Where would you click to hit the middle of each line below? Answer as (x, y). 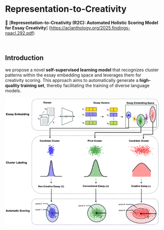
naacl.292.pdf (19, 33)
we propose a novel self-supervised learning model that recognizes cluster (82, 70)
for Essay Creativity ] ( (28, 27)
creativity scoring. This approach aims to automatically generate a (72, 80)
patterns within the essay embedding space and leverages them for (73, 75)
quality (12, 85)
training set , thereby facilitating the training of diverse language (85, 85)
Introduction (24, 58)
